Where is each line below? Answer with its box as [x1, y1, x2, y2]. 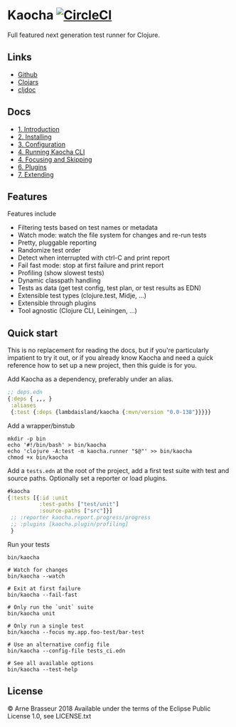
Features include [7, 210, 57, 218]
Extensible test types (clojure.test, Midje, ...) [17, 292, 147, 300]
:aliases [10, 402, 37, 409]
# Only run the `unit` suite [7, 603, 94, 611]
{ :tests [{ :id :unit [7, 494, 69, 502]
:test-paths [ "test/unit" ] [38, 501, 119, 508]
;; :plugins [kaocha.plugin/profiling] [10, 521, 129, 528]
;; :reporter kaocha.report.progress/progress [10, 514, 151, 521]
